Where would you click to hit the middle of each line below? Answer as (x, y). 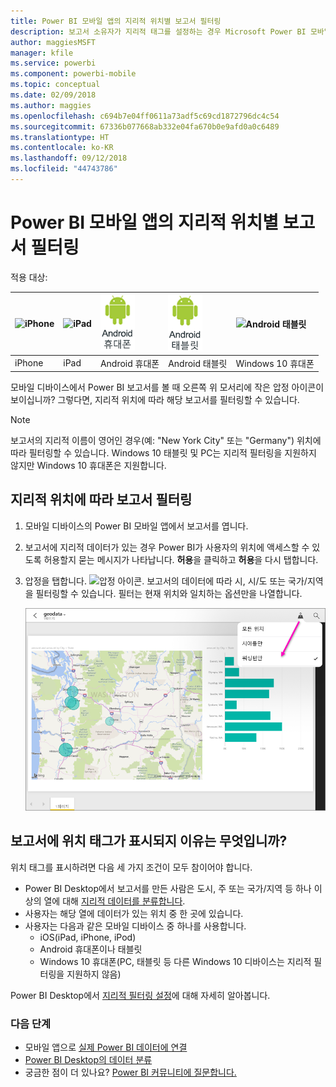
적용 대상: (29, 277)
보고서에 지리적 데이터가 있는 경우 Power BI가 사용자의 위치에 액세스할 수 (167, 547)
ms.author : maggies (51, 105)
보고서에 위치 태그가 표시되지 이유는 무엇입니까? (149, 841)
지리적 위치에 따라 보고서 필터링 (101, 500)
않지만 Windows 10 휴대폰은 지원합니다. (88, 466)
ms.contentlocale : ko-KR (62, 148)
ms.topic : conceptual (55, 85)
